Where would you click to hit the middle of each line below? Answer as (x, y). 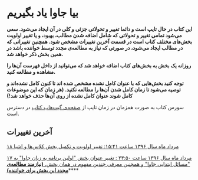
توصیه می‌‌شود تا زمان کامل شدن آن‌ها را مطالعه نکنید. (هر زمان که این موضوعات (94, 89)
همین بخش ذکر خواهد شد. (35, 54)
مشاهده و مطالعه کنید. (31, 71)
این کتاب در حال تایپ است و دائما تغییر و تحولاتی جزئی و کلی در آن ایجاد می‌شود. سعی (100, 29)
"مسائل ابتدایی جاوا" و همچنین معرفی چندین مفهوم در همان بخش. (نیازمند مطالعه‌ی (98, 164)
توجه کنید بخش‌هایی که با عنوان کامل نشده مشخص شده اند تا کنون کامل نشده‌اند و (95, 83)
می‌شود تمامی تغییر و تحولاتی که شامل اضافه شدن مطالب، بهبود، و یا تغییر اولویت (94, 35)
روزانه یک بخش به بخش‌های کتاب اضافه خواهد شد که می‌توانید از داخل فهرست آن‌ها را (99, 66)
